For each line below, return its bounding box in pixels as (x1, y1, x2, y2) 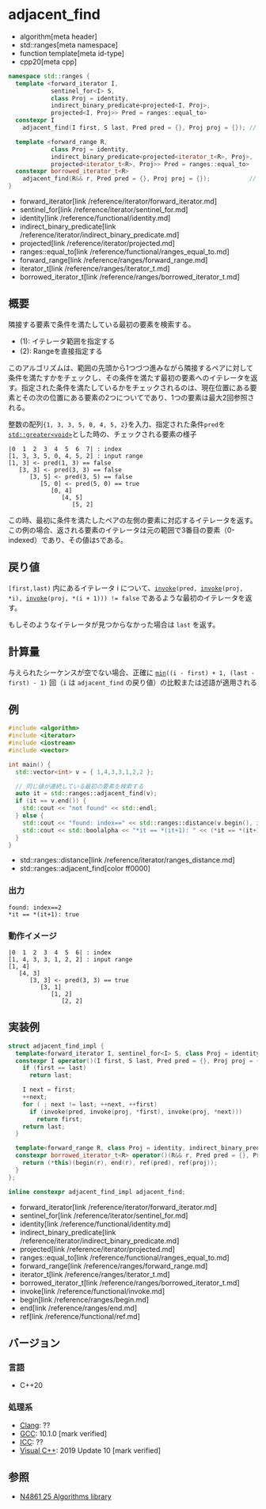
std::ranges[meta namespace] (19, 40, 119, 49)
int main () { (8, 760, 51, 768)
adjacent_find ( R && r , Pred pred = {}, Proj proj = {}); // (22, 175, 257, 183)
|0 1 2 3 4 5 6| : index (8, 949, 112, 957)
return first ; (36, 1115, 83, 1123)
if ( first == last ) (22, 1064, 87, 1072)
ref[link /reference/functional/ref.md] (19, 1311, 141, 1321)
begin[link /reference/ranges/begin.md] (19, 1295, 149, 1304)
